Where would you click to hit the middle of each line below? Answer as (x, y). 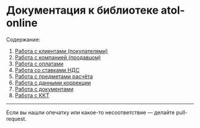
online (22, 23)
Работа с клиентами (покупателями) (61, 51)
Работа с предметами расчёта (54, 76)
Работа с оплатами (39, 64)
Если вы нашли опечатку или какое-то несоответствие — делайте (90, 112)
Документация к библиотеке (82, 10)
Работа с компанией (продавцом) (58, 57)
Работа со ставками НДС (47, 70)
